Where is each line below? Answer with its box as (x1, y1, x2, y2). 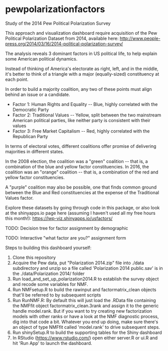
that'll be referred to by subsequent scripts (12, 291, 101, 298)
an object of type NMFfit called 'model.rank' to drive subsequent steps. (12, 324, 160, 330)
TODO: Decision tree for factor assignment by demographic (5, 225, 128, 231)
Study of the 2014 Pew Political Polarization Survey (5, 20, 111, 26)
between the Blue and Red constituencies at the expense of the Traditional (5, 189, 159, 195)
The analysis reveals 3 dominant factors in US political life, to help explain (5, 50, 157, 56)
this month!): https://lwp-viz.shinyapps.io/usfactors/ (5, 215, 113, 221)
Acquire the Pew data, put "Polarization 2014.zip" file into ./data (12, 260, 144, 266)
